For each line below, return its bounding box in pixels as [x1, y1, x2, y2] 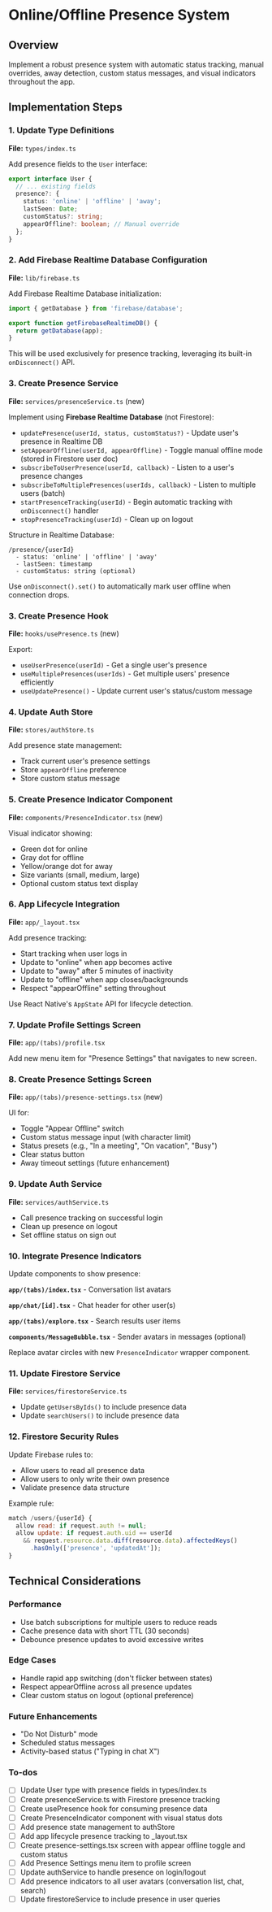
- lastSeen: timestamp [15, 559, 93, 568]
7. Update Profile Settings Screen [8, 1019, 141, 1030]
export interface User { [8, 175, 93, 183]
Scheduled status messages [19, 1738, 115, 1748]
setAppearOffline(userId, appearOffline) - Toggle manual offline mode [19, 445, 263, 454]
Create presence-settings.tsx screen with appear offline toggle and [19, 1840, 246, 1850]
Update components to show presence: [8, 1269, 140, 1279]
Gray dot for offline [19, 852, 84, 863]
